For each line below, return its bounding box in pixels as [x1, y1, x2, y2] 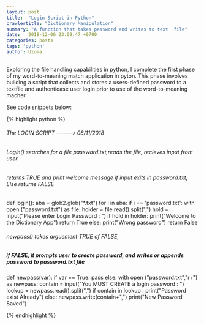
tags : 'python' [6, 43, 45, 50]
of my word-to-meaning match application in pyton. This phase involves [6, 72, 188, 80]
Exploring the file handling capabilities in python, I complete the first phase [6, 65, 195, 73]
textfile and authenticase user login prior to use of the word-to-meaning [6, 85, 188, 92]
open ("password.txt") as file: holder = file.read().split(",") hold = [6, 206, 168, 213]
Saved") [6, 299, 27, 307]
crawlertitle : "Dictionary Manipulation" [6, 20, 114, 26]
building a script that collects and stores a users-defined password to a [6, 78, 187, 86]
